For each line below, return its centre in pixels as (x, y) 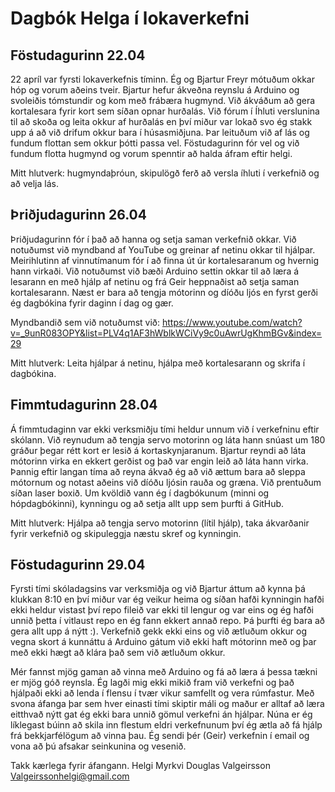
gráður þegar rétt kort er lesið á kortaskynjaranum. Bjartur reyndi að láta (158, 450)
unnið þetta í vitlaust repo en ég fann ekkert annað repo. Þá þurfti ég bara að (168, 621)
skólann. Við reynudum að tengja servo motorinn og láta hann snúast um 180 (168, 439)
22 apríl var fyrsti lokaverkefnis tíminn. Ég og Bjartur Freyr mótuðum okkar (162, 79)
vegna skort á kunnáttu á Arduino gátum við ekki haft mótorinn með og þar (163, 642)
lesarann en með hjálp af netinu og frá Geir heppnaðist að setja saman (155, 281)
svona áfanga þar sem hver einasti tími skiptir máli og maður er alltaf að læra (167, 704)
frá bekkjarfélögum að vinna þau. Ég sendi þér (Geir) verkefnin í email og (160, 736)
